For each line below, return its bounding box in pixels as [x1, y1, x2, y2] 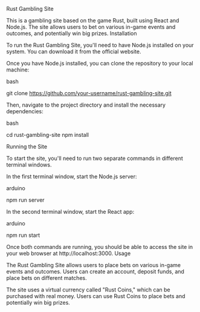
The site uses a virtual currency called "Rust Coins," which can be [6, 286, 170, 293]
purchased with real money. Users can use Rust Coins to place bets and [6, 293, 185, 299]
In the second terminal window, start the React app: [6, 208, 135, 215]
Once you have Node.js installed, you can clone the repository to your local [6, 60, 193, 67]
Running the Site [6, 143, 47, 150]
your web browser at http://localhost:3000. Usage [6, 250, 131, 257]
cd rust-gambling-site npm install [6, 131, 89, 138]
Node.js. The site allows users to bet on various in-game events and [6, 24, 176, 30]
